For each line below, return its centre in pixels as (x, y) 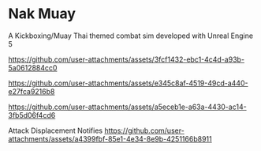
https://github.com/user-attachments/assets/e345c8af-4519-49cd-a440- (128, 83)
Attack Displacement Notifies (56, 130)
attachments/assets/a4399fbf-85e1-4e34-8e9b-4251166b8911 (110, 138)
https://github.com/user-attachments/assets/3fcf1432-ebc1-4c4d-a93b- (127, 59)
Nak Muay (42, 14)
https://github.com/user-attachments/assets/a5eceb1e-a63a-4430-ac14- (127, 107)
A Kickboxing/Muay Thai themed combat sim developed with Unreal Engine (131, 36)
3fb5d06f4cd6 (32, 115)
